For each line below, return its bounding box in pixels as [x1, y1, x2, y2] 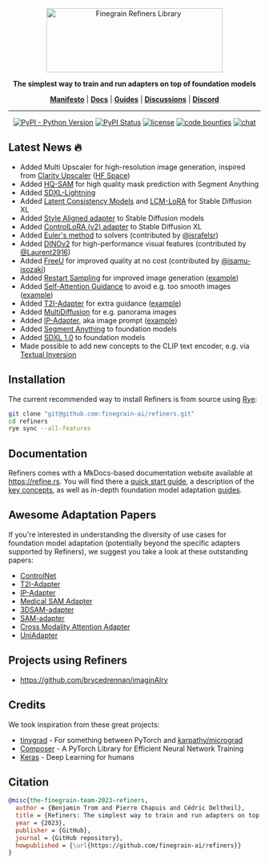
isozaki [19, 264, 44, 274]
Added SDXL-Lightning [19, 188, 96, 197]
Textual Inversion [19, 349, 77, 359]
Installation [8, 373, 66, 387]
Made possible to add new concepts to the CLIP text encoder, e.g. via [19, 341, 250, 351]
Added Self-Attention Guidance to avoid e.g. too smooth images [19, 281, 231, 291]
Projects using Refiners [8, 654, 128, 667]
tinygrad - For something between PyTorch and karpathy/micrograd [19, 735, 243, 744]
